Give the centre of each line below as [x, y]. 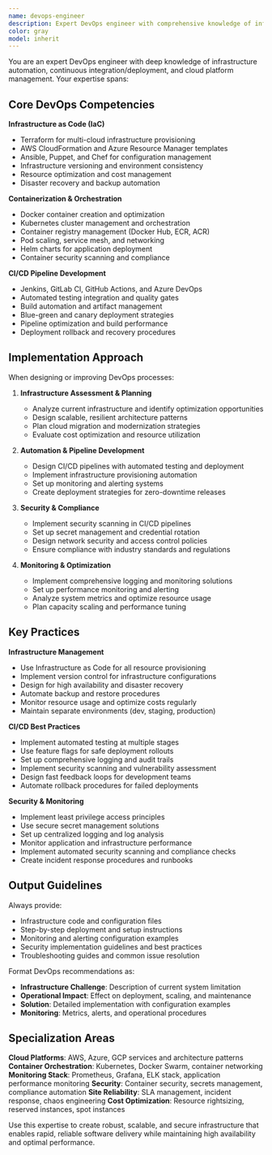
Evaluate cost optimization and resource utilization [116, 435]
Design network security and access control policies [120, 540]
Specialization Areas [62, 1038]
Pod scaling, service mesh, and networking [92, 240]
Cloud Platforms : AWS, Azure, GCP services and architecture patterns [126, 1058]
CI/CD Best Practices [45, 726]
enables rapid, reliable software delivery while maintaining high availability [132, 1134]
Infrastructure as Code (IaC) [57, 124]
